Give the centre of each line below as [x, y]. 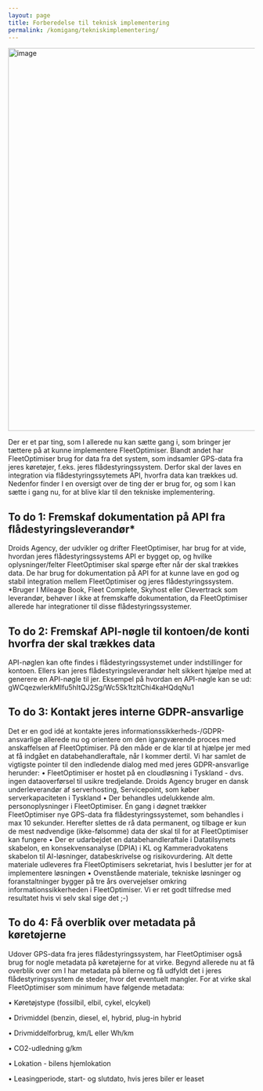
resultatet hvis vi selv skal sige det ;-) [68, 898]
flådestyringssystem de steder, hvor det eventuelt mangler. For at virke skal [130, 979]
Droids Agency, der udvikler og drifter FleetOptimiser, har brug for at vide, [127, 548]
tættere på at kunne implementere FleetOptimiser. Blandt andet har [116, 450]
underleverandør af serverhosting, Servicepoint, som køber [104, 789]
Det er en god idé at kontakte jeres [64, 730]
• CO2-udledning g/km [45, 1048]
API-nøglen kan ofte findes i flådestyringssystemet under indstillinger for [125, 662]
